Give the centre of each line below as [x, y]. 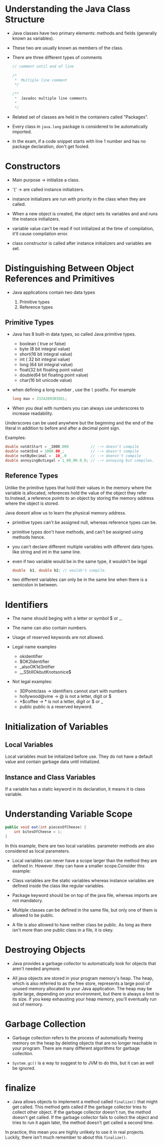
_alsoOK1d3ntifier [37, 667]
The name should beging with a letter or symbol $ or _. [67, 618]
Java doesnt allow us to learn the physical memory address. [66, 513]
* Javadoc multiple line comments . [52, 99]
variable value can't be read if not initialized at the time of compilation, [83, 228]
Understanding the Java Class [68, 9]
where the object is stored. [32, 503]
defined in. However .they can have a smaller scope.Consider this [78, 865]
